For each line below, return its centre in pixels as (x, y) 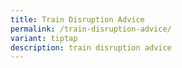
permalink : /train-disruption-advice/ (91, 29)
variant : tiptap (44, 38)
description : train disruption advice (91, 47)
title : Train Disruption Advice (77, 19)
